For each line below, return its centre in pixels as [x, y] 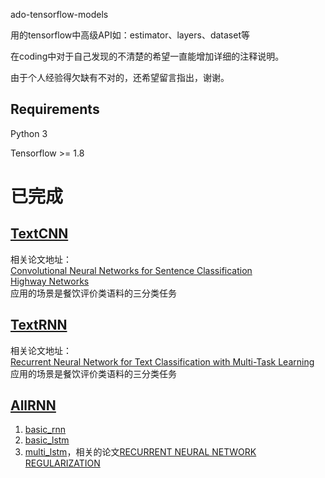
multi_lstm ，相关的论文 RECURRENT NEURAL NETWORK [140, 452]
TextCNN [39, 234]
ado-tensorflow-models [59, 14]
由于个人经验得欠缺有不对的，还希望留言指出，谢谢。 [120, 77]
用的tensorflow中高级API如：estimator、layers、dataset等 [130, 35]
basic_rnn [45, 430]
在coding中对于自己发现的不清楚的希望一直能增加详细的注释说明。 [147, 56]
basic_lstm [47, 440]
